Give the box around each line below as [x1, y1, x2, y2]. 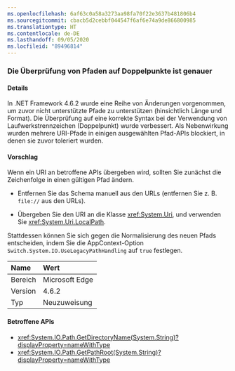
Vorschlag [7, 152, 39, 161]
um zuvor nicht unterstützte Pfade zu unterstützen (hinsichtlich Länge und [7, 107, 222, 115]
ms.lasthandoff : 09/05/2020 [7, 37, 90, 44]
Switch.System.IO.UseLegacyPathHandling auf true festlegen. [7, 247, 183, 255]
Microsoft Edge [43, 275, 93, 285]
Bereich [11, 275, 36, 285]
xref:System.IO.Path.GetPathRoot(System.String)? [17, 348, 161, 356]
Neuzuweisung [43, 298, 93, 308]
